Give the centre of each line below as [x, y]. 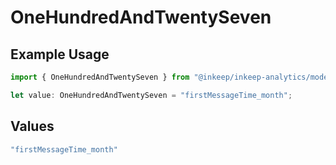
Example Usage [60, 54]
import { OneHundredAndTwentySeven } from [100, 77]
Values [32, 126]
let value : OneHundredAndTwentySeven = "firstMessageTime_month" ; [151, 95]
